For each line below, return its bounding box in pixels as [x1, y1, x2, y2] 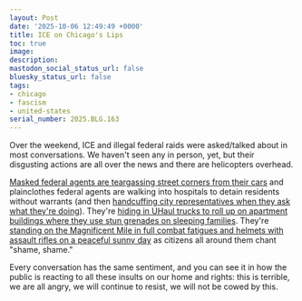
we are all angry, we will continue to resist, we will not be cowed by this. [9, 281, 278, 292]
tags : [9, 81, 30, 90]
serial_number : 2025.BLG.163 [9, 115, 120, 124]
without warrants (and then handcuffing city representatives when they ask [9, 196, 291, 207]
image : [9, 47, 34, 56]
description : [9, 55, 59, 65]
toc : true [9, 38, 47, 48]
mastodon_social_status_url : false [9, 65, 144, 74]
